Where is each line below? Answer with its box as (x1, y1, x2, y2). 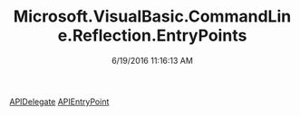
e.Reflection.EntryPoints (57, 25, 247, 46)
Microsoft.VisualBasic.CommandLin (13, 6, 292, 27)
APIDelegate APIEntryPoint (9, 96, 110, 107)
